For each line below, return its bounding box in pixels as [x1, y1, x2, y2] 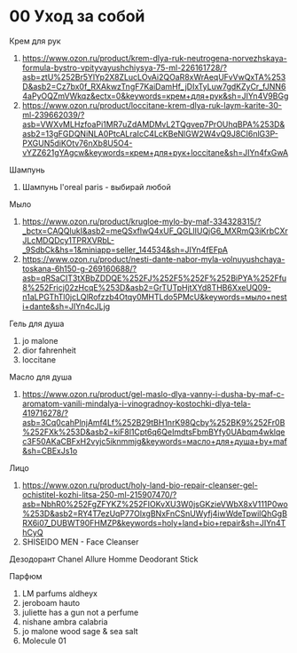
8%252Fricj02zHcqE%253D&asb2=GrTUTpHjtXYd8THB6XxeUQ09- [21, 282, 272, 292]
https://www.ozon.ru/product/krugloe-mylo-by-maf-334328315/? [21, 216, 262, 227]
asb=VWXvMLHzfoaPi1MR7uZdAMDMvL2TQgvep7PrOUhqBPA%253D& [21, 118, 285, 130]
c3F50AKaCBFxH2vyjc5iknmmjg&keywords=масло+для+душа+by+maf [21, 435, 288, 446]
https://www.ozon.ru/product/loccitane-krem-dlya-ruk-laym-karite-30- [21, 100, 282, 110]
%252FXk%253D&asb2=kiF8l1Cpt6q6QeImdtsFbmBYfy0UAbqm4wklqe [21, 426, 285, 437]
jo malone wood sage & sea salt [21, 625, 139, 636]
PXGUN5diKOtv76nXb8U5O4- [21, 138, 133, 148]
